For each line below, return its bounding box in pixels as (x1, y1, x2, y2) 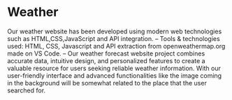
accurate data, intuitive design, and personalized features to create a (7, 56, 205, 65)
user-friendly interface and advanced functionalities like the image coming (7, 71, 222, 80)
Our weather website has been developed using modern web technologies (7, 27, 222, 35)
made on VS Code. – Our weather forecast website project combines (7, 49, 205, 58)
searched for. (7, 86, 46, 94)
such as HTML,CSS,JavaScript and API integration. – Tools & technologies (7, 34, 220, 42)
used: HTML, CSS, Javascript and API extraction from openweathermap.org (7, 42, 226, 50)
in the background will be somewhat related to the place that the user (7, 78, 208, 87)
